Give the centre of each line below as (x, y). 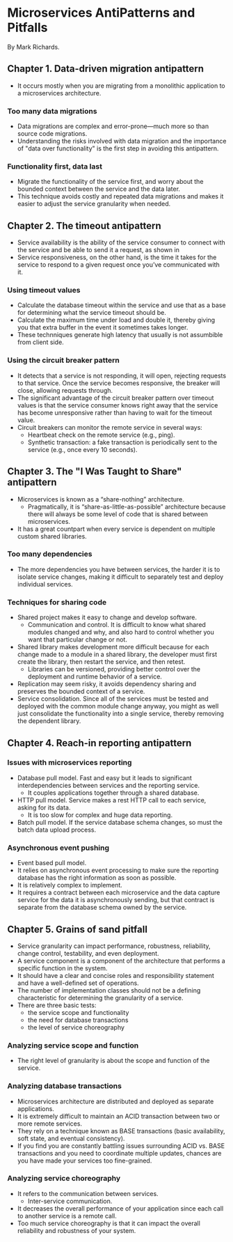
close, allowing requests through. (65, 390)
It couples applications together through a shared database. (113, 793)
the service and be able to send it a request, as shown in (98, 250)
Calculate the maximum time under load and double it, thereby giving (116, 320)
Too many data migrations (52, 111)
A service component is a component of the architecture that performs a (121, 961)
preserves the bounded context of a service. (81, 692)
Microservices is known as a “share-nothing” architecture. (101, 499)
